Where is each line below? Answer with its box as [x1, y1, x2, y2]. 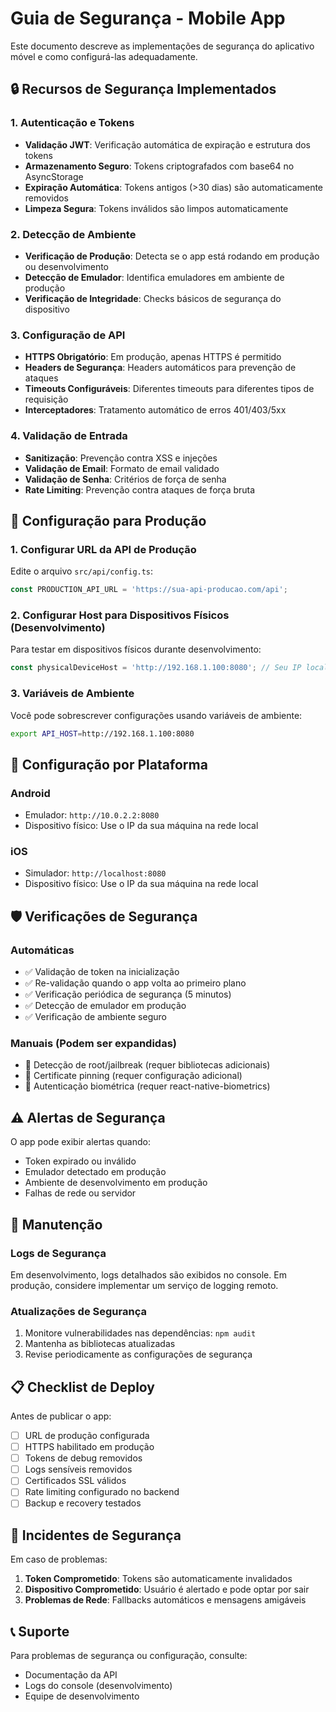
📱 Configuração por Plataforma [10, 756, 208, 773]
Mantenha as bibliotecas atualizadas [24, 1338, 176, 1350]
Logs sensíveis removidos [24, 1463, 133, 1476]
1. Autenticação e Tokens [10, 116, 135, 130]
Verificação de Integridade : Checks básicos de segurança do [24, 292, 282, 304]
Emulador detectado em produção [24, 1166, 167, 1178]
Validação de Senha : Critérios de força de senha [24, 473, 227, 485]
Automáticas [10, 943, 75, 957]
